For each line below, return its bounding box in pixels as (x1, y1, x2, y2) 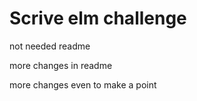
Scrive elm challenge (9, 7, 187, 30)
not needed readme (9, 40, 91, 52)
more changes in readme (9, 59, 113, 71)
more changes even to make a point (9, 78, 157, 91)
